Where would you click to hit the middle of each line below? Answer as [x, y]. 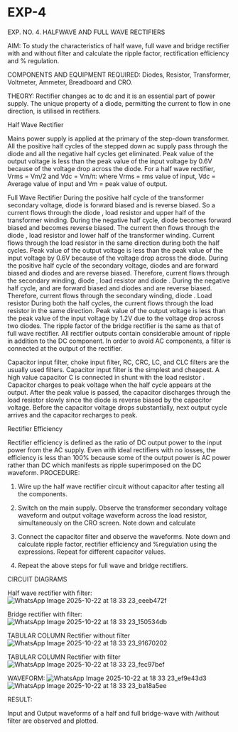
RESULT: [20, 699]
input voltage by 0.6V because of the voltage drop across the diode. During [118, 258]
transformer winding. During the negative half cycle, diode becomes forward [119, 220]
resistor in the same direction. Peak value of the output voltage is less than [117, 310]
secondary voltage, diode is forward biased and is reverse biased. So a [111, 205]
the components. [42, 493]
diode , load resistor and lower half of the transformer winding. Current [111, 235]
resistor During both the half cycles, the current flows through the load [110, 303]
